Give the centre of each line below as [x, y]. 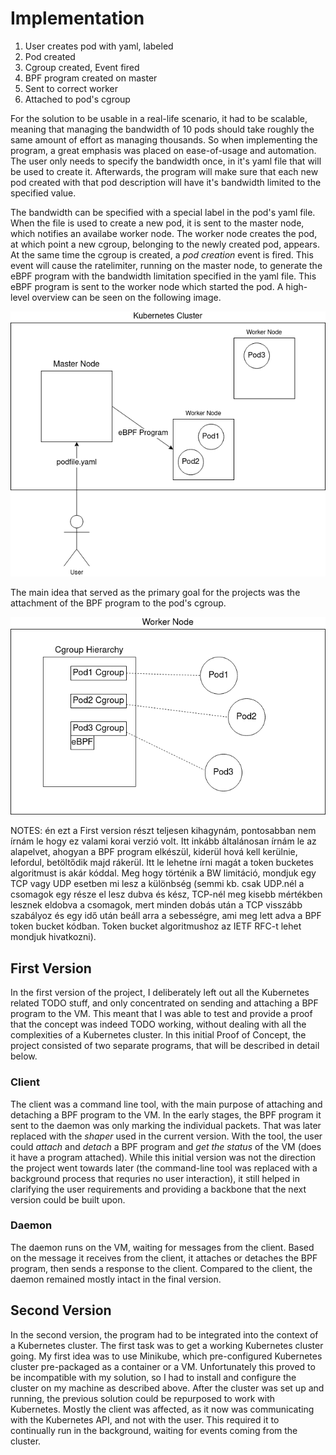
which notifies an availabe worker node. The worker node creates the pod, [164, 233]
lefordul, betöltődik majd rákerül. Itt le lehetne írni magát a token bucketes [162, 863]
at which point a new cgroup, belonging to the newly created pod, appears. [165, 244]
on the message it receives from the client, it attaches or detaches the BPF [164, 1258]
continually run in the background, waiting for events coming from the [154, 1430]
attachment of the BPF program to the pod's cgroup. [118, 603]
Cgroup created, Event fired [82, 67]
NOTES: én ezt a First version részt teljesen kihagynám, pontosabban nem [163, 831]
